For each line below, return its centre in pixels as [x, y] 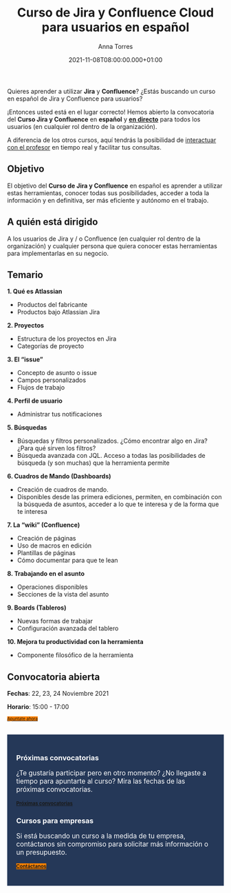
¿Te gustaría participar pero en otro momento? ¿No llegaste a [111, 773]
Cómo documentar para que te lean [67, 561]
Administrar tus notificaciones [59, 414]
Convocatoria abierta [54, 677]
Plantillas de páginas [46, 553]
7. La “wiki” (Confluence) [44, 525]
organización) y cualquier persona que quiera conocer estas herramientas [112, 245]
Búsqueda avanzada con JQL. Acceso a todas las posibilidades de [111, 456]
